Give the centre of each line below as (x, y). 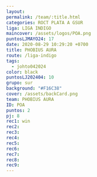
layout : (16, 12)
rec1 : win (18, 122)
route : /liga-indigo (32, 55)
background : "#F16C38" (34, 88)
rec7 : (13, 154)
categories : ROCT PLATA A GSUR (45, 22)
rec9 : (13, 165)
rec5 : (13, 143)
